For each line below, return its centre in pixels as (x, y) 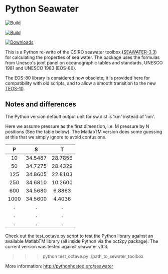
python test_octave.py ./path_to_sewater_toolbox (93, 256)
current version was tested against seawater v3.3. (57, 246)
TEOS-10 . (15, 88)
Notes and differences (41, 105)
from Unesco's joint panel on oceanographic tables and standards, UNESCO (84, 62)
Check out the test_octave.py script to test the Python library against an (79, 236)
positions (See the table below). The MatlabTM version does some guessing (84, 131)
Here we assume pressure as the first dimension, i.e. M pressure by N (77, 126)
